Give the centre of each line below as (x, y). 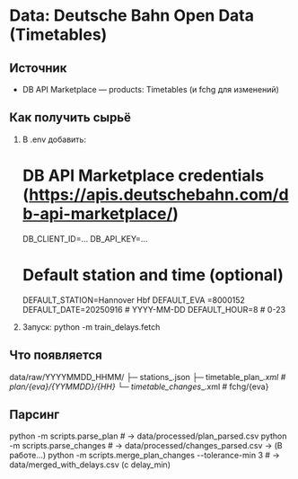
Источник (38, 68)
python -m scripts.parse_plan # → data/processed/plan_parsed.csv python (148, 436)
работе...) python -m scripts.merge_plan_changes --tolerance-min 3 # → (145, 456)
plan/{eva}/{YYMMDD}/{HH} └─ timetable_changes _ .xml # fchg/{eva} (139, 386)
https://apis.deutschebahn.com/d (158, 195)
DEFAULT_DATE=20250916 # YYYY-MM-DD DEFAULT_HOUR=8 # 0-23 (153, 309)
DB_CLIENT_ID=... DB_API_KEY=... (85, 238)
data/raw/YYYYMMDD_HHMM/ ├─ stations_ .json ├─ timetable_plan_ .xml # (148, 377)
